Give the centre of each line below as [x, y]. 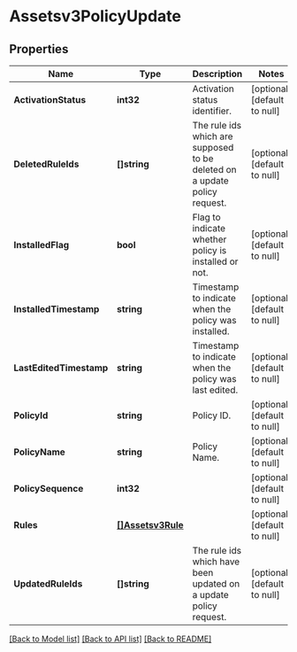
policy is [209, 250]
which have [216, 562]
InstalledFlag [42, 245]
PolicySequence [49, 489]
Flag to [206, 217]
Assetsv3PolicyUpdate [95, 16]
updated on [216, 584]
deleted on [214, 170]
